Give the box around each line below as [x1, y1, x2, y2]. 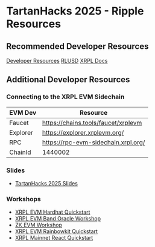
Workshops [6, 194, 41, 203]
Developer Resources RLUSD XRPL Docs [6, 57, 108, 64]
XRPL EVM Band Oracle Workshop [14, 215, 101, 222]
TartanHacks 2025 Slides [14, 179, 78, 187]
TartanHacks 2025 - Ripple [6, 4, 144, 18]
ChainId [9, 148, 31, 156]
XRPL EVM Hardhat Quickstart [14, 208, 90, 216]
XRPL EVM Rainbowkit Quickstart [14, 228, 98, 235]
